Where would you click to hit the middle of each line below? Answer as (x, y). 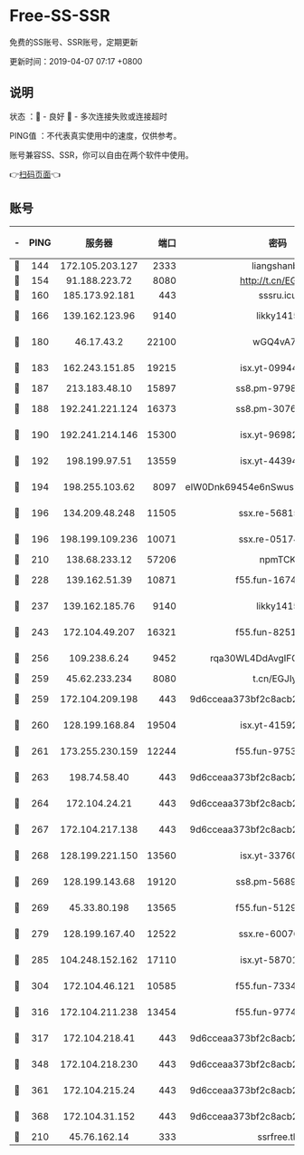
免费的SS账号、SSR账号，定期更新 (74, 42)
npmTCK (278, 559)
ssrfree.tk (278, 1137)
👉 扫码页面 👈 (35, 174)
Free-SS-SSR (60, 16)
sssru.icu (278, 295)
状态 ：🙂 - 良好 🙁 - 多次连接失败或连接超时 (88, 116)
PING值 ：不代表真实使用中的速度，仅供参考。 (95, 135)
